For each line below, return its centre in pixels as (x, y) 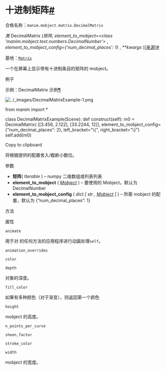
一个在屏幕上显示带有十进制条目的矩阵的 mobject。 (58, 68)
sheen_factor (19, 335)
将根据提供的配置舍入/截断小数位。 (41, 155)
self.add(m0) (18, 135)
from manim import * (27, 109)
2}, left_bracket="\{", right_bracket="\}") (98, 129)
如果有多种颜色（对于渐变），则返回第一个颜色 (52, 297)
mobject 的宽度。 (23, 362)
